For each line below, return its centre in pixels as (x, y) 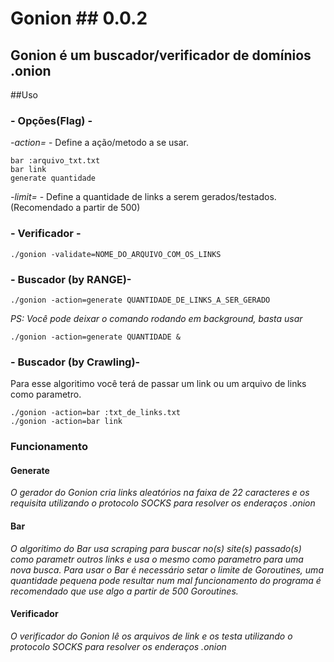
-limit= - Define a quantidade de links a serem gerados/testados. (143, 197)
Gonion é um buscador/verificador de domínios (161, 55)
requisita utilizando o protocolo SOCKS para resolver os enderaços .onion (163, 503)
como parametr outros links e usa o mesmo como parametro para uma (157, 559)
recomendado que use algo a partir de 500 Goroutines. (124, 591)
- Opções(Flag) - (51, 120)
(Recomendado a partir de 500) (75, 208)
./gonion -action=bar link (66, 422)
